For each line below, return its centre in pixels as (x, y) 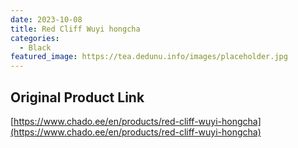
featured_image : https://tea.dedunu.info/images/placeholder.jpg (149, 57)
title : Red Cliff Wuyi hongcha (75, 29)
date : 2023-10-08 (46, 19)
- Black (35, 47)
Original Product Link (77, 97)
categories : (35, 38)
